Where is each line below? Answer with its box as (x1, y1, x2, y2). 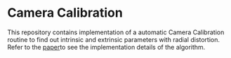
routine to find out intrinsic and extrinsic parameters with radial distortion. (7, 35, 220, 43)
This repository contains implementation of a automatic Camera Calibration (7, 28, 225, 36)
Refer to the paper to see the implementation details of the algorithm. (7, 43, 206, 51)
